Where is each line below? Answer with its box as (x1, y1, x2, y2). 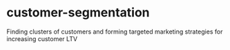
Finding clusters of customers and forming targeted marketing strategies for (6, 27, 223, 36)
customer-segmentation (6, 5, 150, 21)
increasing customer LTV (6, 34, 77, 42)
